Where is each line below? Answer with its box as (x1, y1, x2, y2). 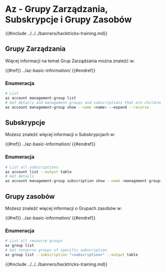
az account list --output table (5, 169, 72, 174)
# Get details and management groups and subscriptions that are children (5, 100, 163, 105)
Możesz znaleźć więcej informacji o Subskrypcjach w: (5, 132, 116, 137)
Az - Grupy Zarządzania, (5, 3, 108, 15)
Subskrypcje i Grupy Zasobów (5, 14, 132, 25)
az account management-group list (5, 95, 77, 100)
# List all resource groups (5, 238, 63, 243)
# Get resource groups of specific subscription (5, 248, 107, 253)
